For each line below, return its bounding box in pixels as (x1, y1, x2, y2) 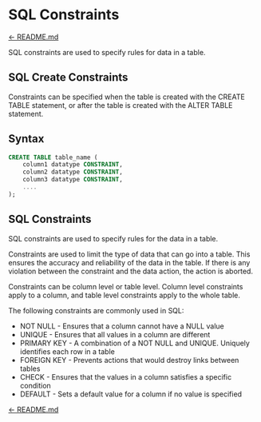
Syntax (8, 132, 45, 145)
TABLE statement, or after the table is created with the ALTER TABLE (8, 100, 233, 109)
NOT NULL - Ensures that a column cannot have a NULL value (19, 321, 225, 331)
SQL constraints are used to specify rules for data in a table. (8, 47, 206, 57)
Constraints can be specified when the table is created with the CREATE (8, 92, 245, 102)
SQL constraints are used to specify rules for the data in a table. (8, 233, 219, 243)
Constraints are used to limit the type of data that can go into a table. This (8, 249, 251, 259)
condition (19, 380, 52, 390)
